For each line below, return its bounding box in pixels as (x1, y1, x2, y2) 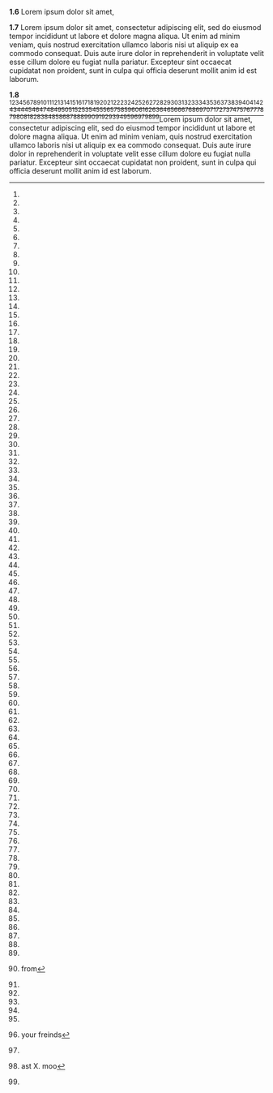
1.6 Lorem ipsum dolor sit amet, (9, 7, 115, 16)
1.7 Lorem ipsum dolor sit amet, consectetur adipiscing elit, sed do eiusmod (9, 23, 262, 32)
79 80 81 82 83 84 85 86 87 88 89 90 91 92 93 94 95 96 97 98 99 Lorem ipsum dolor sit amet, (9, 113, 254, 124)
